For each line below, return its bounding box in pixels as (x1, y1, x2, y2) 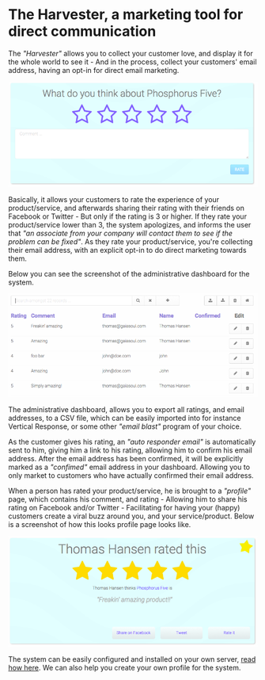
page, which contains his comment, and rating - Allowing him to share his (8, 494, 248, 504)
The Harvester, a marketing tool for (8, 6, 244, 24)
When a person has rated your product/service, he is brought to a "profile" (8, 486, 252, 495)
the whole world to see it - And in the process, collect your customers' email (8, 57, 257, 67)
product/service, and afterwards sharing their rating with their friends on (8, 204, 245, 213)
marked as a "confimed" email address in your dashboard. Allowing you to (8, 462, 251, 472)
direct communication (8, 22, 157, 40)
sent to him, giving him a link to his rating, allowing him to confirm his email (8, 445, 253, 455)
